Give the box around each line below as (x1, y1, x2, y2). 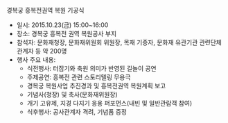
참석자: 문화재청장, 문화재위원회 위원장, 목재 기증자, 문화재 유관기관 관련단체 (16, 38, 222, 47)
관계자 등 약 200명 (16, 47, 67, 55)
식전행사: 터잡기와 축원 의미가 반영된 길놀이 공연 (26, 65, 157, 72)
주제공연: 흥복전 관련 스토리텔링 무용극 (26, 73, 131, 81)
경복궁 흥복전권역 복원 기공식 (6, 6, 85, 14)
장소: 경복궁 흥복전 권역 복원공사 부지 (16, 30, 117, 38)
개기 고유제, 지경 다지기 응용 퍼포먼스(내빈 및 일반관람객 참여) (26, 99, 193, 107)
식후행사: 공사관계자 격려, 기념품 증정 (26, 108, 128, 116)
